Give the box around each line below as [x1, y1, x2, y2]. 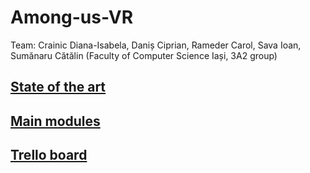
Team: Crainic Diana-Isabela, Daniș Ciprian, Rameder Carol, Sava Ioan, [10, 39, 302, 51]
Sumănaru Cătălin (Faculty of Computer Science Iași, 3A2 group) [10, 49, 278, 61]
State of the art [10, 79, 107, 96]
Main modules [10, 112, 101, 130]
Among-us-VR [10, 6, 134, 29]
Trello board [10, 147, 88, 164]
